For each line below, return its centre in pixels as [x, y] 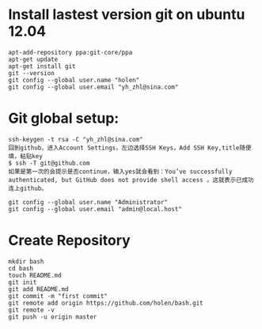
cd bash [21, 268]
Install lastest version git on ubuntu [127, 15]
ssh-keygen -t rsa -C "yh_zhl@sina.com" [76, 139]
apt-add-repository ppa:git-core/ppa [70, 52]
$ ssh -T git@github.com [49, 163]
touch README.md [35, 275]
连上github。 [28, 188]
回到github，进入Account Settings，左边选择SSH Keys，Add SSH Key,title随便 [130, 148]
